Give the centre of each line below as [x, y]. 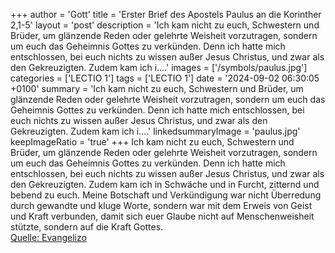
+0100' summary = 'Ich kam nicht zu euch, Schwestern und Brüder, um [157, 88]
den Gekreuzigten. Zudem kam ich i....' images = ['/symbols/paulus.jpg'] [159, 67]
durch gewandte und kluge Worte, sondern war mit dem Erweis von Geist [161, 205]
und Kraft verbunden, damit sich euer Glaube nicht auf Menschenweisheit [162, 216]
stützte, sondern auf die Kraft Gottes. [87, 227]
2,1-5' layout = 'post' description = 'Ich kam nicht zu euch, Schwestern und [165, 25]
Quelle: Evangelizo [48, 237]
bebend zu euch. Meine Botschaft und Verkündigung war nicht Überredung [166, 195]
